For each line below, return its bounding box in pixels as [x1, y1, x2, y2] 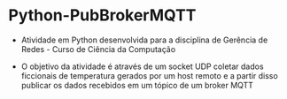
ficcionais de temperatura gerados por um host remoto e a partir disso [20, 70, 278, 80]
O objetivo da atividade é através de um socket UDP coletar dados [20, 61, 264, 72]
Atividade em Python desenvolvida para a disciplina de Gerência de [20, 34, 268, 45]
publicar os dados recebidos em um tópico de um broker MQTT [20, 80, 254, 90]
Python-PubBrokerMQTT [8, 5, 197, 26]
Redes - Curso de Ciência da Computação [20, 43, 176, 54]
